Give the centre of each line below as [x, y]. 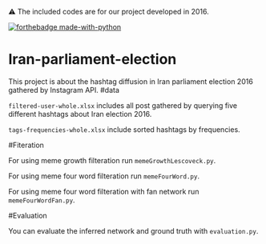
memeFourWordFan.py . [42, 200]
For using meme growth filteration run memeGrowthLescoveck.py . [112, 160]
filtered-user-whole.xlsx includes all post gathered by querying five [123, 105]
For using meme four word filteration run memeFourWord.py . [104, 176]
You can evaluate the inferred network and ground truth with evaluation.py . [133, 230]
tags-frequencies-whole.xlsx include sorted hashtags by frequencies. [124, 129]
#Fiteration [26, 145]
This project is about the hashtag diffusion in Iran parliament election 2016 [131, 81]
